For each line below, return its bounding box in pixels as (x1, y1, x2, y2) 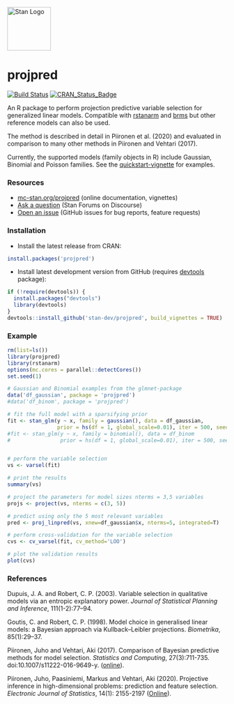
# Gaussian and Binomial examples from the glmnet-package (7, 385, 182, 392)
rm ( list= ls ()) (7, 347, 49, 354)
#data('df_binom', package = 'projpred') (7, 398, 130, 406)
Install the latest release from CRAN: (17, 241, 122, 250)
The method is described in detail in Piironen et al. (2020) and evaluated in (7, 132, 221, 140)
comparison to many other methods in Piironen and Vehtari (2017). (7, 139, 198, 148)
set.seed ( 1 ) (7, 373, 42, 380)
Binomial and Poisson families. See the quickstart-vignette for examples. (7, 160, 215, 169)
